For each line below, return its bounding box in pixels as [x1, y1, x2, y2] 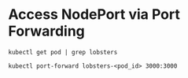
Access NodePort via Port [8, 6, 181, 24]
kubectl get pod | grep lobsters [8, 48, 118, 56]
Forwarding [8, 22, 85, 40]
